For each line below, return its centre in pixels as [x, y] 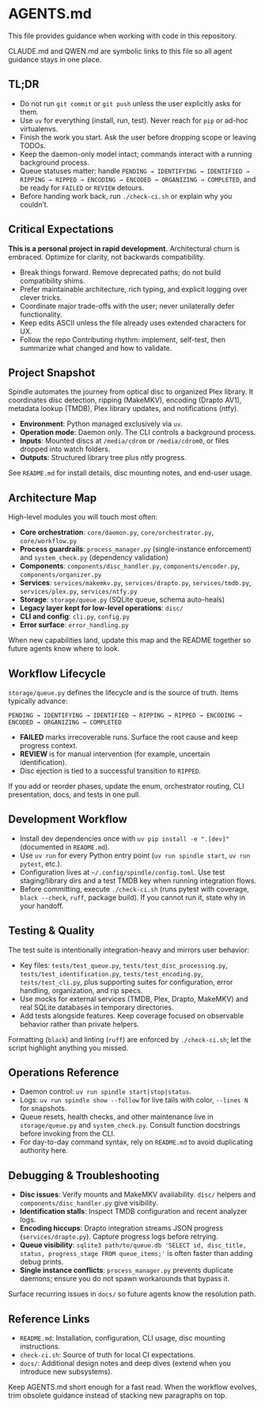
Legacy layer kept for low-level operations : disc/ [101, 608]
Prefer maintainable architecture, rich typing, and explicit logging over [133, 289]
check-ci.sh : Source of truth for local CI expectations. [107, 1355]
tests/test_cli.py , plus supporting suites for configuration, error [126, 982]
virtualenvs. [39, 128]
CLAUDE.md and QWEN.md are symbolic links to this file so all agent [120, 51]
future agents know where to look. [64, 649]
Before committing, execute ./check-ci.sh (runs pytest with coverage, [134, 889]
